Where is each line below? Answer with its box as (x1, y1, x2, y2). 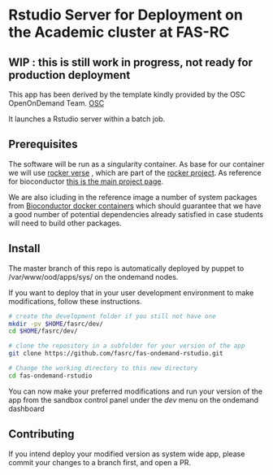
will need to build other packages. (8, 218, 122, 228)
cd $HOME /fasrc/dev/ (8, 327, 79, 335)
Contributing (8, 427, 75, 441)
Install (8, 242, 41, 255)
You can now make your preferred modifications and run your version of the (8, 386, 263, 396)
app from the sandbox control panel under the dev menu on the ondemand (8, 394, 258, 404)
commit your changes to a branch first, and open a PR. (8, 457, 192, 467)
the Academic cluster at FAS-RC (8, 23, 230, 41)
